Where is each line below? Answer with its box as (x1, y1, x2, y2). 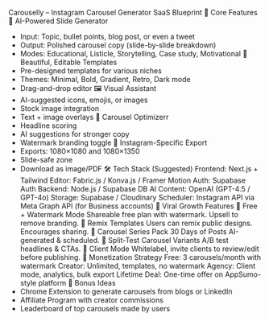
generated (19, 236, 55, 245)
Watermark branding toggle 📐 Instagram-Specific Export (19, 138, 208, 147)
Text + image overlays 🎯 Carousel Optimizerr (19, 113, 169, 121)
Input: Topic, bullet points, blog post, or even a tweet (19, 32, 196, 41)
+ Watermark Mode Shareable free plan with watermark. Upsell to (19, 210, 239, 219)
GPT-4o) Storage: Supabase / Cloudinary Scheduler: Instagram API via (19, 193, 255, 202)
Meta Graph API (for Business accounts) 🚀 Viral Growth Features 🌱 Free (19, 201, 258, 211)
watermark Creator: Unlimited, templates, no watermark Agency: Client (19, 261, 256, 270)
